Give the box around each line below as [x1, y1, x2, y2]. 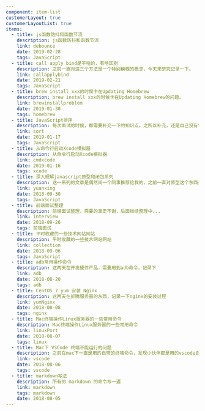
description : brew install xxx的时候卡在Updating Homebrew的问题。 [17, 94, 184, 100]
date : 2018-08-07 [17, 333, 61, 339]
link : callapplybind [17, 72, 69, 78]
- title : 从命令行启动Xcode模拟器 [11, 145, 91, 152]
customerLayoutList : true [6, 20, 72, 26]
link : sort [17, 128, 45, 135]
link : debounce [17, 43, 56, 50]
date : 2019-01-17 [17, 134, 61, 141]
